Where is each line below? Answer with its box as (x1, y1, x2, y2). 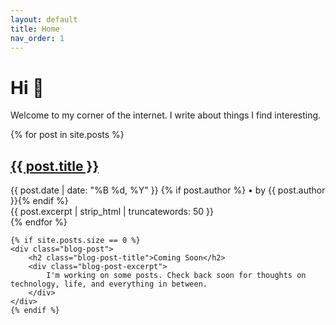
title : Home (10, 24, 60, 34)
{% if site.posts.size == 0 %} (10, 236, 141, 246)
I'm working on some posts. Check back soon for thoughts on (46, 271, 307, 281)
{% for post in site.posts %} (10, 129, 125, 141)
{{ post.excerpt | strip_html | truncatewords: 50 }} (10, 206, 214, 218)
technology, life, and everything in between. (10, 279, 208, 290)
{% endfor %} (10, 216, 68, 228)
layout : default (10, 14, 78, 25)
